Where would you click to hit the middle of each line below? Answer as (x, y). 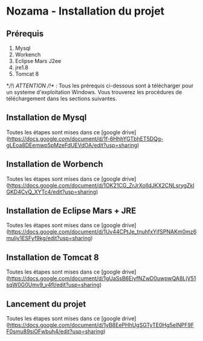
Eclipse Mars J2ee (38, 61)
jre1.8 (21, 67)
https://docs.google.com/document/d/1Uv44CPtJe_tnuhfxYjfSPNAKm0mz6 (102, 232)
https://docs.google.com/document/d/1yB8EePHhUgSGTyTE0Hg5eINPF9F (101, 325)
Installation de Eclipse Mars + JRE (71, 211)
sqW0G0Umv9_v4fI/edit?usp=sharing (53, 285)
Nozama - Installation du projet (85, 11)
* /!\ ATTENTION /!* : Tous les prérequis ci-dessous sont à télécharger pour (100, 86)
